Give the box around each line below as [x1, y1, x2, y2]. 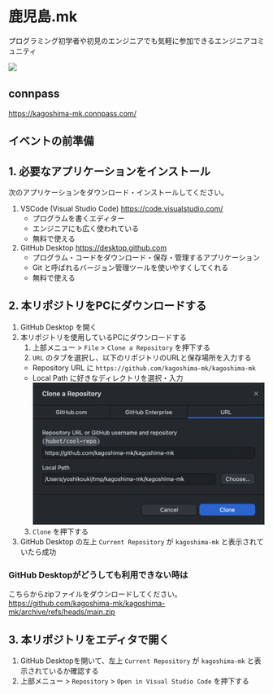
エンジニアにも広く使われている [32, 223, 140, 233]
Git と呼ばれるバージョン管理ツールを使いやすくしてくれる [32, 262, 229, 273]
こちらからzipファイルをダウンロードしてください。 [8, 589, 182, 599]
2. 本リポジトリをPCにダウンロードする [8, 299, 207, 313]
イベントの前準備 [8, 134, 94, 148]
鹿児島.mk [8, 7, 78, 26]
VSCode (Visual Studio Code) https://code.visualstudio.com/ [19, 203, 223, 213]
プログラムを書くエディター [32, 213, 125, 223]
